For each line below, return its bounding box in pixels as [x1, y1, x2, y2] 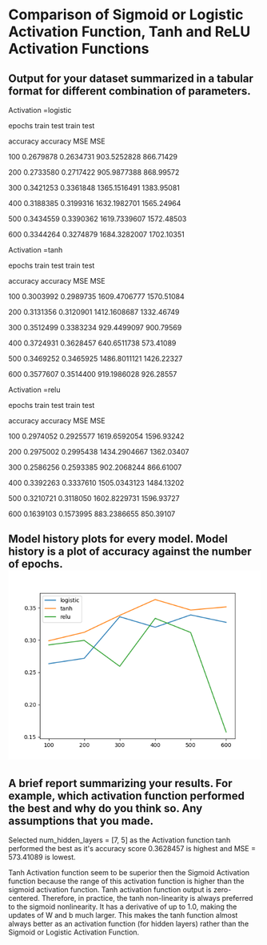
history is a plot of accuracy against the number [8, 545, 252, 559]
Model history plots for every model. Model [8, 532, 228, 546]
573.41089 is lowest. [8, 852, 76, 862]
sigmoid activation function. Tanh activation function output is [8, 885, 212, 895]
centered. [8, 894, 40, 903]
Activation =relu [8, 385, 61, 394]
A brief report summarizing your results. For [8, 776, 233, 790]
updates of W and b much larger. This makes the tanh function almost [8, 911, 238, 920]
